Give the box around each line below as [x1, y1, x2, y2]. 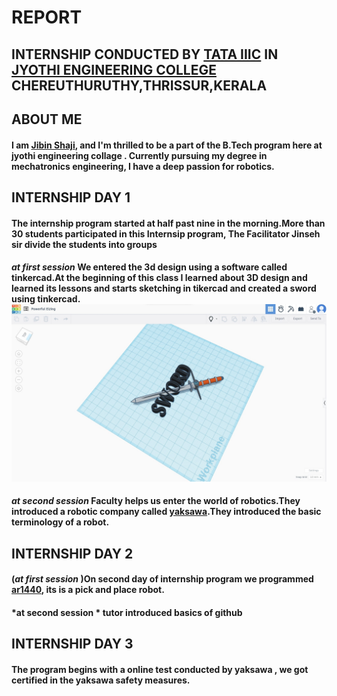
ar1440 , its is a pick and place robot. [11, 584, 165, 596]
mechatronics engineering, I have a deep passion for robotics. [11, 160, 275, 172]
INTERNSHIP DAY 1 [11, 189, 131, 206]
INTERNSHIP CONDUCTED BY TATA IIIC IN [11, 46, 279, 63]
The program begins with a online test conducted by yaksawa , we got [11, 663, 309, 675]
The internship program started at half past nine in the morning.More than [11, 217, 326, 229]
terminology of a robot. [11, 516, 110, 528]
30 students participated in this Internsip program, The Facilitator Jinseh [11, 227, 321, 240]
